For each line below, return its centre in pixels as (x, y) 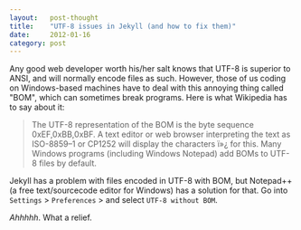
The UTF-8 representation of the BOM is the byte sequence (143, 125)
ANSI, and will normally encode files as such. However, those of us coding (148, 79)
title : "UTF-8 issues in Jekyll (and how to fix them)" (123, 26)
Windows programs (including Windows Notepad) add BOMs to (150, 154)
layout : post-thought (54, 18)
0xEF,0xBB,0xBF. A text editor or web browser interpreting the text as (161, 134)
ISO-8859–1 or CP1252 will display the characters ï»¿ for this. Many (156, 144)
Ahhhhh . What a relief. (51, 217)
